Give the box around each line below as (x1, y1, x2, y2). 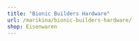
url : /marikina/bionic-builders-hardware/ (7, 17, 132, 24)
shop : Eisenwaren (7, 23, 58, 30)
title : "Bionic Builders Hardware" (7, 10, 111, 17)
